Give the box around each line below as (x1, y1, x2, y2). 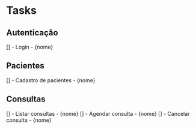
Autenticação (6, 28, 58, 38)
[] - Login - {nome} (6, 43, 54, 50)
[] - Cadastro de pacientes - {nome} (6, 76, 96, 84)
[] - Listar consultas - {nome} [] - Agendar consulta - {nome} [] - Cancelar (6, 110, 190, 117)
